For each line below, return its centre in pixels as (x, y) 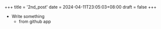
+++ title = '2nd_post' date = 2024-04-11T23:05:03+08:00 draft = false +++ (80, 7)
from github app (35, 22)
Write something (28, 16)
